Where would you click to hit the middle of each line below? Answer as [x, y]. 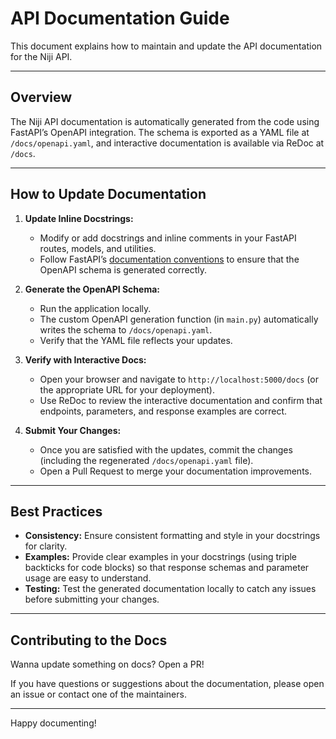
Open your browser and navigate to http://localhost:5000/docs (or [179, 379]
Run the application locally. [95, 308]
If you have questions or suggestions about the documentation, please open [167, 684]
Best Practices [56, 511]
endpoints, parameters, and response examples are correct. [163, 411]
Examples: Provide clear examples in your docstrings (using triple [161, 557]
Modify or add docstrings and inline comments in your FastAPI [168, 238]
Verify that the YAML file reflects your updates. [136, 340]
